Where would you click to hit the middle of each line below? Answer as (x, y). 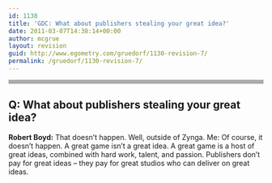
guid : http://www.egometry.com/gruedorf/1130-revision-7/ (108, 53)
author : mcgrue (34, 38)
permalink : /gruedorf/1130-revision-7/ (76, 62)
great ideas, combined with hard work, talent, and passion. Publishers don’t (134, 154)
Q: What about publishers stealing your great (125, 105)
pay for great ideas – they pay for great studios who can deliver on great (129, 163)
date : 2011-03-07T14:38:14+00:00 (65, 31)
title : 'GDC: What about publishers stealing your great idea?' (119, 23)
